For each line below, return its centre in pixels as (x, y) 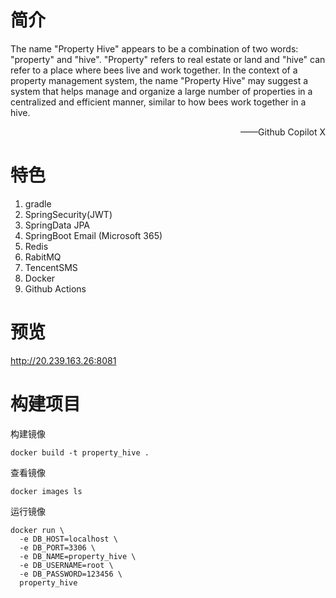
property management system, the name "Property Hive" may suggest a (159, 80)
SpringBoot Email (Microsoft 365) (93, 235)
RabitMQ (43, 257)
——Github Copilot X (283, 132)
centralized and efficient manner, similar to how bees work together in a (158, 102)
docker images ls (46, 491)
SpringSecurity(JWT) (68, 214)
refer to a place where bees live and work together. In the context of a (154, 70)
